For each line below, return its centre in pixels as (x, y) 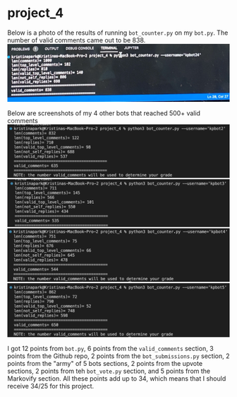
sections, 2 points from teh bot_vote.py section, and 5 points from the (109, 371)
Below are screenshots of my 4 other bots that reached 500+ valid (104, 113)
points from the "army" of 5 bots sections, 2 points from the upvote (105, 364)
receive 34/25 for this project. (51, 386)
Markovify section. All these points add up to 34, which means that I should (117, 379)
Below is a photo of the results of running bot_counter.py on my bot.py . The (118, 33)
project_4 (36, 13)
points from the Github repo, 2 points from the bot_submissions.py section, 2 (119, 356)
